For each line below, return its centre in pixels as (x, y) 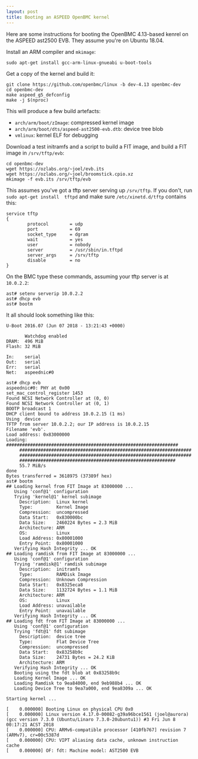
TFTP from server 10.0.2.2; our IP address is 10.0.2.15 (78, 424)
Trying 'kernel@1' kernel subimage (58, 497)
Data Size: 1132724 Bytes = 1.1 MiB (68, 590)
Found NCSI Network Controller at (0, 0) (58, 398)
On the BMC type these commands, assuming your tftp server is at (87, 276)
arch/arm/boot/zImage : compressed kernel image (74, 123)
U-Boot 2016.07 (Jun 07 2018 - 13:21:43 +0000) (66, 326)
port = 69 (54, 229)
